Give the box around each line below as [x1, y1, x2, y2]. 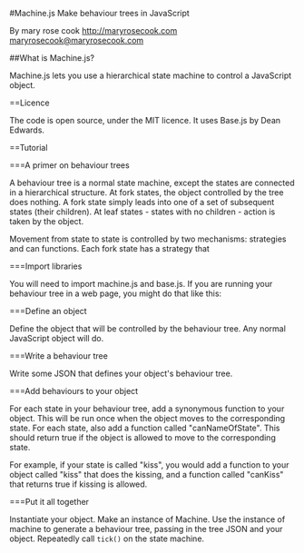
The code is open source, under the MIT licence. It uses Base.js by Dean [9, 115, 281, 125]
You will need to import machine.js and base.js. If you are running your [9, 279, 273, 289]
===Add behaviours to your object [9, 386, 139, 396]
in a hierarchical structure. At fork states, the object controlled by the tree [9, 187, 284, 198]
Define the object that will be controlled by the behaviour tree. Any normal [9, 323, 286, 334]
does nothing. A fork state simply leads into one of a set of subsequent [9, 197, 275, 207]
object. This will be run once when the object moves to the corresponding [9, 413, 286, 423]
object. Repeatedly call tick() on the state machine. [9, 533, 205, 544]
